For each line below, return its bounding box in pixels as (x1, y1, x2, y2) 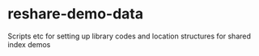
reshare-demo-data (7, 5, 143, 23)
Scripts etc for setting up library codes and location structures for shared (7, 31, 252, 41)
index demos (7, 39, 51, 49)
